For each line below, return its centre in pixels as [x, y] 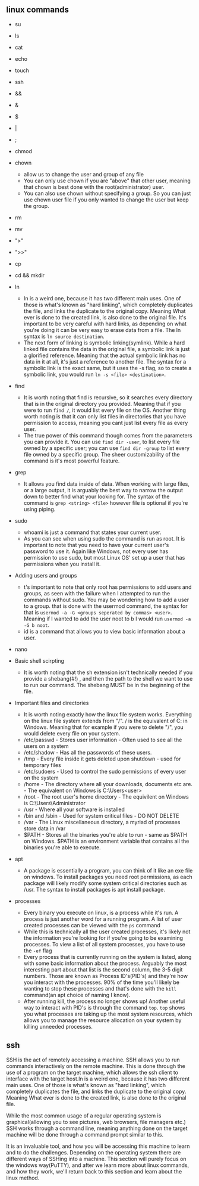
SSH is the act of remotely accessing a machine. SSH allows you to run [93, 1060]
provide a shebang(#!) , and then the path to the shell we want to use [108, 678]
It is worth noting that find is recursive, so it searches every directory [108, 397]
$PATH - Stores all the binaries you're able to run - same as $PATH [105, 834]
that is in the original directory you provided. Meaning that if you [102, 403]
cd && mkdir [30, 275]
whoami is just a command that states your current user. [92, 532]
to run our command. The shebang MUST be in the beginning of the [107, 685]
